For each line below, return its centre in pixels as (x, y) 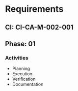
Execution (22, 74)
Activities (17, 58)
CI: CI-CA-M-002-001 (39, 27)
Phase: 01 (20, 44)
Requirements (34, 9)
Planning (21, 69)
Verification (24, 79)
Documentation (28, 84)
